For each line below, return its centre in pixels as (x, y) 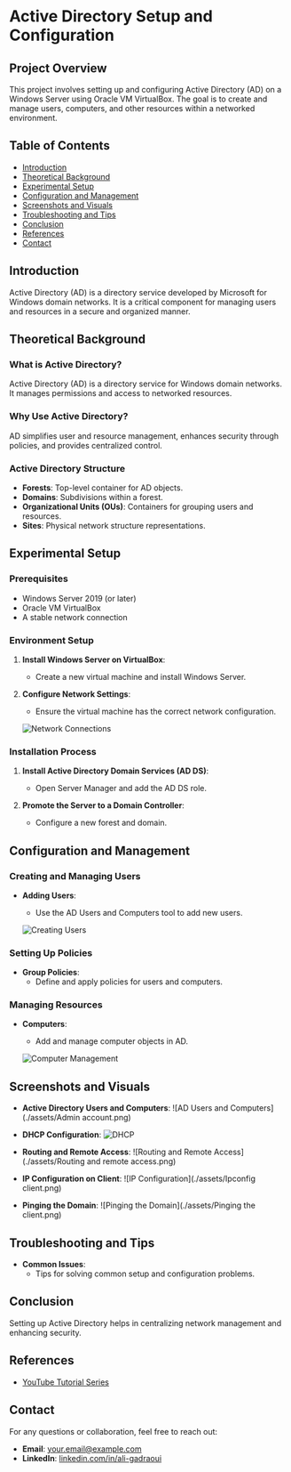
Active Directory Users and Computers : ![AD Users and (125, 1108)
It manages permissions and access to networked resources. (121, 393)
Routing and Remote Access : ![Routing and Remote (117, 1152)
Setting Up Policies (51, 952)
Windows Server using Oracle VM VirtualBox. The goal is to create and (138, 99)
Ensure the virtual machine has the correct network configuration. (156, 711)
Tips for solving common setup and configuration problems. (145, 1274)
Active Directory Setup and (111, 16)
